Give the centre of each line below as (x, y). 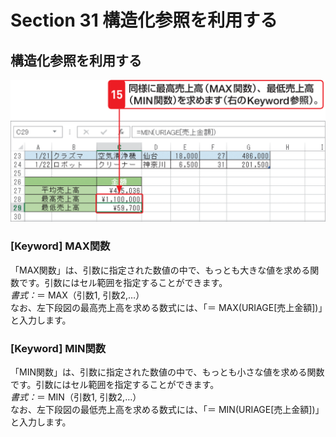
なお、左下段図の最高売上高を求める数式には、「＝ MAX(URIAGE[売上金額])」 (166, 307)
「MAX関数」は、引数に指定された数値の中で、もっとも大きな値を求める (160, 270)
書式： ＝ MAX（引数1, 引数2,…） (77, 295)
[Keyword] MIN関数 (58, 348)
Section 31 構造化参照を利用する (144, 20)
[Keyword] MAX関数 (60, 246)
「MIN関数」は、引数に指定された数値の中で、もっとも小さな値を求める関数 (167, 372)
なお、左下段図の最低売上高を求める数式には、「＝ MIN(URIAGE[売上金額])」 (167, 409)
